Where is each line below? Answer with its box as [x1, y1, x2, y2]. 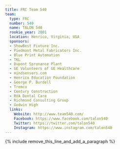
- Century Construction [9, 89, 58, 94]
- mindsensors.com [9, 71, 47, 76]
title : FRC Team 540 [5, 7, 47, 12]
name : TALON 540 [9, 25, 42, 30]
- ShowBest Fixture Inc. [9, 43, 60, 48]
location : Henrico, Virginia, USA [9, 35, 80, 40]
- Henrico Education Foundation [9, 75, 76, 80]
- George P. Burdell [9, 80, 51, 85]
